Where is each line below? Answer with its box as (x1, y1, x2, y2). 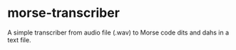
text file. (7, 35, 31, 44)
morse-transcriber (7, 5, 120, 21)
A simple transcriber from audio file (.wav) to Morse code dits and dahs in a (7, 28, 230, 37)
